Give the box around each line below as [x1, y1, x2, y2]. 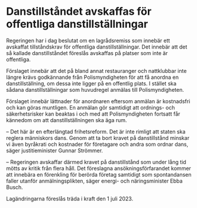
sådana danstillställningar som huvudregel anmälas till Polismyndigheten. [6, 86, 185, 93]
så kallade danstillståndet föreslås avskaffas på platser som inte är [6, 49, 168, 56]
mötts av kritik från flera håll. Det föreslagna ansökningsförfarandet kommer [6, 165, 191, 172]
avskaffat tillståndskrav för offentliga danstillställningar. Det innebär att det [6, 43, 188, 50]
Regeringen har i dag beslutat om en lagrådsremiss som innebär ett [6, 37, 170, 44]
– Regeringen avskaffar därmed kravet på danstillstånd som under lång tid [6, 158, 186, 165]
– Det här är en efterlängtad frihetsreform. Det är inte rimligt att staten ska [6, 128, 186, 135]
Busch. [6, 183, 24, 191]
